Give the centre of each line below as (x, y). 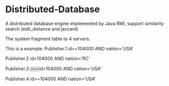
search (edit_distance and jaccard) (42, 28)
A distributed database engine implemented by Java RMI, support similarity (84, 23)
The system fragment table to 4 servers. (48, 39)
